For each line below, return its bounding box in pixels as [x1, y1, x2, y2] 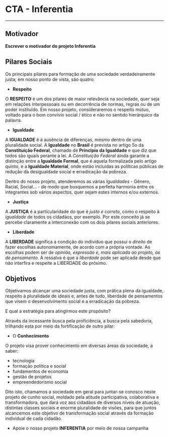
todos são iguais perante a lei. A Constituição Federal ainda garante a [5, 152, 149, 159]
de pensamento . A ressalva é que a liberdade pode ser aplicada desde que [5, 255, 161, 261]
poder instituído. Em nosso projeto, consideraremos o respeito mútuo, [5, 106, 150, 113]
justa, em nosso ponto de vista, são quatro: [5, 76, 95, 82]
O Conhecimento [12, 333, 49, 339]
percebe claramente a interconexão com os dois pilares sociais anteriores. [5, 219, 159, 225]
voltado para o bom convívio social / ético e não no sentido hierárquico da [5, 112, 159, 118]
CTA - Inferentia [5, 4, 73, 15]
